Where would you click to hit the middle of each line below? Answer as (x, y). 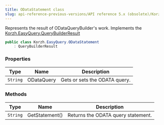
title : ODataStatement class (35, 9)
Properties (18, 59)
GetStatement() (45, 115)
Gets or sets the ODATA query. (96, 80)
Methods (16, 94)
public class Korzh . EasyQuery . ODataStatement (52, 42)
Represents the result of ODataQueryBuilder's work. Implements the (73, 28)
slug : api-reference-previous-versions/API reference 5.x (65, 14)
